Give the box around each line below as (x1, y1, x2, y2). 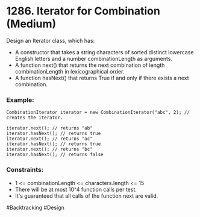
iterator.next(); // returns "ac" (6, 136, 93, 142)
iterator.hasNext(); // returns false (6, 152, 104, 158)
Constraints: (6, 166, 44, 174)
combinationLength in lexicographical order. (14, 68, 125, 75)
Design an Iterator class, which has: (6, 37, 95, 44)
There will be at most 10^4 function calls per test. (14, 186, 137, 193)
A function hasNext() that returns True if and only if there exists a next (14, 74, 189, 81)
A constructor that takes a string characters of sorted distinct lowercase (14, 48, 194, 55)
